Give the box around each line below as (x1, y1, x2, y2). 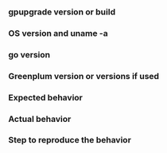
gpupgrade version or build (8, 6, 116, 18)
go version (8, 49, 50, 60)
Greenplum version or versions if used (8, 70, 160, 81)
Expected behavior (8, 92, 83, 103)
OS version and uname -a (8, 27, 109, 38)
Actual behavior (8, 113, 72, 124)
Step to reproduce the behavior (8, 135, 131, 146)
